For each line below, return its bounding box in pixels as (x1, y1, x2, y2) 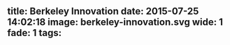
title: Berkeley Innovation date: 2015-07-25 (7, 6, 199, 17)
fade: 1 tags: (7, 27, 62, 39)
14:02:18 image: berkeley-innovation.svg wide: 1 (7, 17, 224, 28)
